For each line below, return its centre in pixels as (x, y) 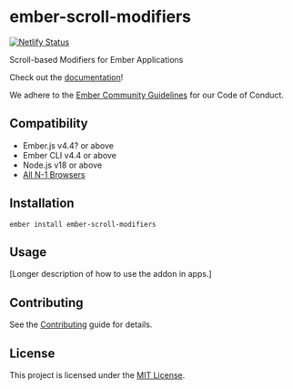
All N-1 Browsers (54, 174)
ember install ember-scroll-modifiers (83, 224)
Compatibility (49, 123)
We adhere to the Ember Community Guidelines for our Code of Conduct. (147, 95)
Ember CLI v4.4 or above (69, 155)
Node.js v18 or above (62, 165)
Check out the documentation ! (66, 77)
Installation (42, 204)
